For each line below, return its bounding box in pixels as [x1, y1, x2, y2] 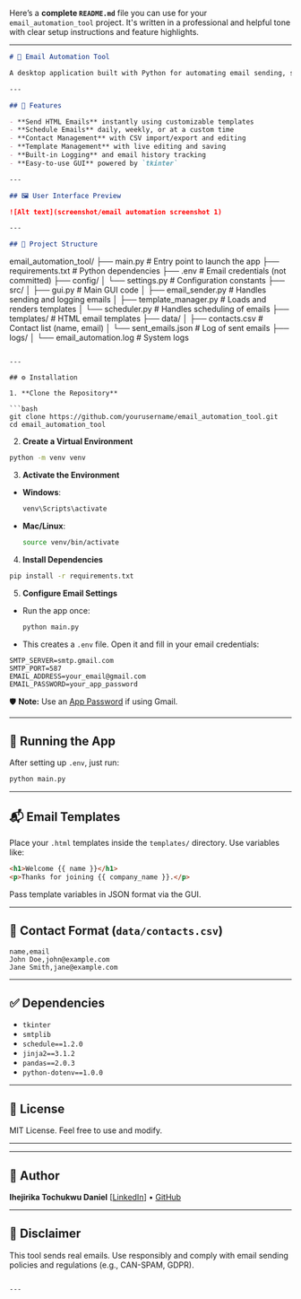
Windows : [21, 487, 61, 497]
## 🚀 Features [9, 100, 63, 110]
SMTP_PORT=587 [9, 664, 63, 673]
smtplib [21, 1031, 51, 1040]
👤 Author [9, 1168, 60, 1183]
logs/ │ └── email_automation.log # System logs [9, 332, 190, 344]
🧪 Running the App [9, 733, 116, 748]
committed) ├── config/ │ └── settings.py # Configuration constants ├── [9, 275, 285, 286]
